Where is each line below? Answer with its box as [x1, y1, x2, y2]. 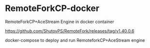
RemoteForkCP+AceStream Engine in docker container [5, 19, 115, 24]
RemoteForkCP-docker [5, 3, 100, 14]
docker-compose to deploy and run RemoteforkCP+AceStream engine [5, 37, 145, 43]
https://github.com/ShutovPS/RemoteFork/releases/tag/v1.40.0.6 [5, 28, 135, 34]
